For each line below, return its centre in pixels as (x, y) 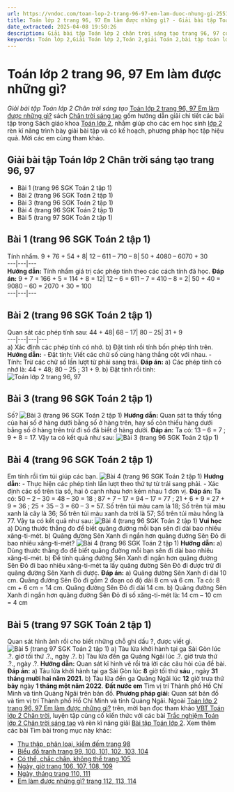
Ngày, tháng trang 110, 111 (54, 773)
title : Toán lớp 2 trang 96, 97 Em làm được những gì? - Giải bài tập (112, 20)
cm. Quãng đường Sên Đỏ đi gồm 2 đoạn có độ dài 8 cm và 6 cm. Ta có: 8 (114, 580)
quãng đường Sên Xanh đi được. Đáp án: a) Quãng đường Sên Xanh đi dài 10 (117, 573)
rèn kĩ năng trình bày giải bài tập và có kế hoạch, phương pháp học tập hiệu (116, 131)
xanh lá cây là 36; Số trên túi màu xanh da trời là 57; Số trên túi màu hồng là (116, 513)
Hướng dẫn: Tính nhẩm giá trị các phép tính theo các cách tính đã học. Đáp (116, 271)
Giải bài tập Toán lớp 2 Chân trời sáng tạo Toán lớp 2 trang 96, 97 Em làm (113, 108)
